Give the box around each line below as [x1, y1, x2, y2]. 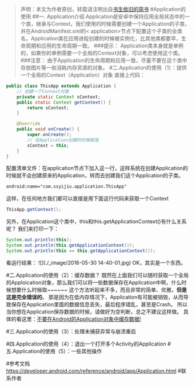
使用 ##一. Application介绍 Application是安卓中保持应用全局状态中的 [20, 13, 185, 20]
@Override [16, 121, 41, 127]
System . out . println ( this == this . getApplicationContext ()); [6, 248, 156, 254]
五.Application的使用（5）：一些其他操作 [6, 347, 102, 354]
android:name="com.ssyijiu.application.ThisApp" [6, 184, 127, 189]
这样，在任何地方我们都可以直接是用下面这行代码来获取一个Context [6, 195, 169, 202]
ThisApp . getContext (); [6, 207, 61, 213]
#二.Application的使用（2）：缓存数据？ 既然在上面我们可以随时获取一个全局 [6, 271, 189, 278]
